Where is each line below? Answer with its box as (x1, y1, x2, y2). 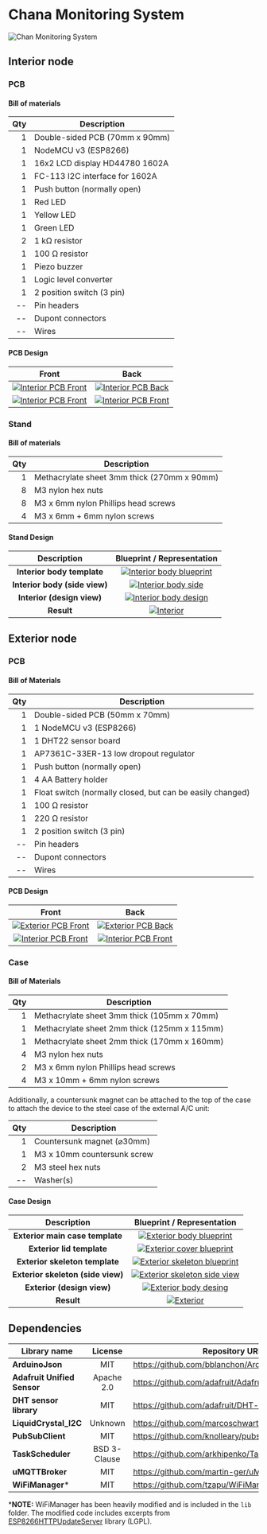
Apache (92, 1372, 122, 1383)
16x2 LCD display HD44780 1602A (34, 157, 169, 169)
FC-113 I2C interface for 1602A (34, 171, 157, 182)
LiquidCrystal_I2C (12, 1417, 82, 1428)
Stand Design (8, 533, 54, 542)
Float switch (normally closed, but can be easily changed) (34, 786, 250, 798)
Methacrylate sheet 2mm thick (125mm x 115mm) (34, 1023, 224, 1034)
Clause (94, 1453, 121, 1464)
